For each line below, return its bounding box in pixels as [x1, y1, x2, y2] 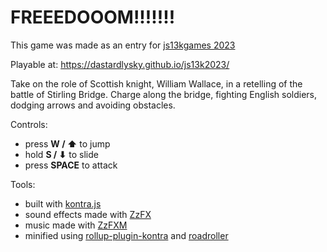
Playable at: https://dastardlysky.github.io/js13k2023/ [10, 58, 230, 70]
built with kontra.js [24, 197, 102, 210]
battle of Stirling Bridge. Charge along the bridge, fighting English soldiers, [10, 88, 318, 100]
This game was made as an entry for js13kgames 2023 [10, 39, 236, 51]
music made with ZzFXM [24, 219, 128, 231]
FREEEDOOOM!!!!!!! [10, 6, 176, 29]
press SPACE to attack [24, 159, 118, 171]
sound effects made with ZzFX [24, 208, 152, 220]
